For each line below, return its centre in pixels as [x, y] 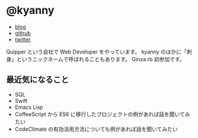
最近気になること [37, 80]
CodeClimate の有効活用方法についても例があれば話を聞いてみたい [96, 129]
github [23, 33]
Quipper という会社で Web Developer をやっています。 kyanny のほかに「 [97, 52]
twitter [23, 39]
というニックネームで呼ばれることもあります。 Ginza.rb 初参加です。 [101, 59]
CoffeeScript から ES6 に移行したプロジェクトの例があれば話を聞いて [100, 114]
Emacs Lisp [29, 107]
